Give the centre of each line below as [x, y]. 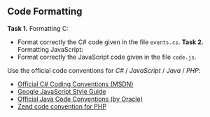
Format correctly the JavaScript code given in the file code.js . [107, 57]
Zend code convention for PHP [62, 106]
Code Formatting [45, 12]
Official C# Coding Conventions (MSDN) [75, 84]
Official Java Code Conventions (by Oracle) [80, 99]
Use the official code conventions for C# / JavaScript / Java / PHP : [104, 70]
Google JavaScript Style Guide [62, 91]
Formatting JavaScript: [50, 49]
